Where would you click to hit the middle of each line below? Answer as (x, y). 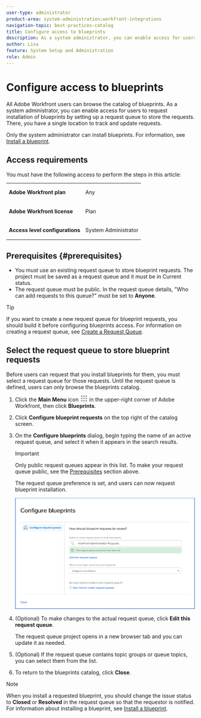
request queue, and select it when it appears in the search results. (96, 441)
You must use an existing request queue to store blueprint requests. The (104, 271)
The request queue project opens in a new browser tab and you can (98, 636)
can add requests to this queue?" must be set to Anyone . (86, 296)
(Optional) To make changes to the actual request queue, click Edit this (103, 618)
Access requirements (47, 160)
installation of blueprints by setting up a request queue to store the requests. (100, 116)
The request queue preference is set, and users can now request (95, 483)
